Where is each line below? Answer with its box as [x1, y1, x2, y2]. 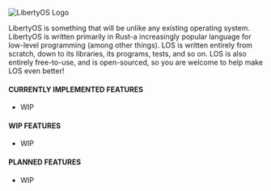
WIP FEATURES [8, 121, 61, 131]
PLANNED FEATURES [8, 157, 82, 167]
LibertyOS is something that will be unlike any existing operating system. [8, 23, 251, 32]
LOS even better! [8, 66, 65, 76]
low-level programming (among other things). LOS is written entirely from [8, 40, 253, 50]
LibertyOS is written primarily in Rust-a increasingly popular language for [8, 32, 252, 41]
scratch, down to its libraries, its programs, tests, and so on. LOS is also [8, 49, 247, 58]
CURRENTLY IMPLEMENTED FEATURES [8, 85, 144, 94]
